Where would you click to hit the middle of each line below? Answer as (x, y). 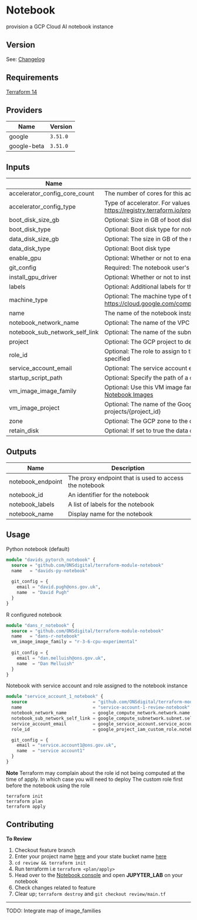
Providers (24, 110)
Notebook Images (129, 395)
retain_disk (24, 431)
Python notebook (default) (38, 549)
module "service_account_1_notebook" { (55, 697)
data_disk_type (30, 249)
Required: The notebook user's (147, 268)
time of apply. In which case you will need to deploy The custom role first (94, 779)
